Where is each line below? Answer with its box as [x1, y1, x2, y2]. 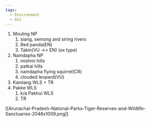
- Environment [10, 12, 40, 17]
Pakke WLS [12, 85, 37, 91]
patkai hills [20, 63, 43, 69]
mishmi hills [20, 58, 45, 64]
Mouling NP [12, 31, 38, 37]
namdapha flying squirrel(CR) [20, 69, 82, 75]
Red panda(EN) [20, 42, 52, 48]
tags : [5, 7, 17, 13]
